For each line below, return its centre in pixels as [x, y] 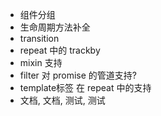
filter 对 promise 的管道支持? [78, 75]
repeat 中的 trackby [60, 50]
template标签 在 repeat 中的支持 [85, 87]
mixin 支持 [41, 62]
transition [39, 38]
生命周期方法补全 [55, 27]
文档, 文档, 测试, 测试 [62, 100]
